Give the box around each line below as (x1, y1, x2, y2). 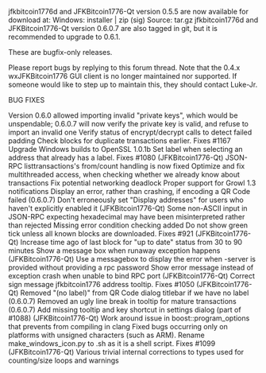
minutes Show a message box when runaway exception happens (8, 246, 221, 255)
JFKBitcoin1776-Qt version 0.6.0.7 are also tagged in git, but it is (8, 24, 218, 33)
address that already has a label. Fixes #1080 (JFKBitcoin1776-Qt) (8, 153, 224, 162)
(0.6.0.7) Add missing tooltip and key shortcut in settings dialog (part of (8, 305, 241, 314)
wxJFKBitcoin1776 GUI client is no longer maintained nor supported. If (8, 72, 237, 80)
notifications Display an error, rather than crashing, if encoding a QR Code (8, 187, 251, 196)
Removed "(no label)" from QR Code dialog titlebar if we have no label (20, 288, 249, 297)
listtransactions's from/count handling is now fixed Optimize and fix (24, 161, 245, 170)
